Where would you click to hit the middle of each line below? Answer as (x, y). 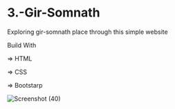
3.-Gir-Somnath (54, 13)
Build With (22, 45)
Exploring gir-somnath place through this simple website (87, 32)
